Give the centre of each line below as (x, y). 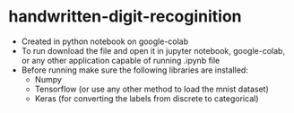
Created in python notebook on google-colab (105, 41)
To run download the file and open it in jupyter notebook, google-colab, (153, 50)
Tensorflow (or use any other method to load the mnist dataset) (152, 89)
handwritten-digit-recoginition (125, 17)
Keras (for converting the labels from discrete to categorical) (147, 98)
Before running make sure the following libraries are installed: (134, 70)
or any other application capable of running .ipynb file (121, 60)
